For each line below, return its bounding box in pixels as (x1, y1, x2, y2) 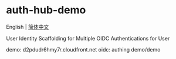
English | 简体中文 (6, 23, 49, 30)
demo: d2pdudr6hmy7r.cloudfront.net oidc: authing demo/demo (6, 46, 161, 53)
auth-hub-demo (6, 3, 86, 17)
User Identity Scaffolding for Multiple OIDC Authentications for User (6, 35, 170, 42)
